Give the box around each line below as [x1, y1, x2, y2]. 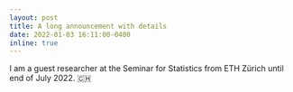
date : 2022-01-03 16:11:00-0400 [9, 30, 131, 39]
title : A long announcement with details [9, 22, 168, 31]
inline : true [9, 38, 59, 48]
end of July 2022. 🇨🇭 [9, 73, 92, 84]
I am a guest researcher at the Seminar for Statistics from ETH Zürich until [9, 63, 284, 74]
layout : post [9, 13, 59, 23]
